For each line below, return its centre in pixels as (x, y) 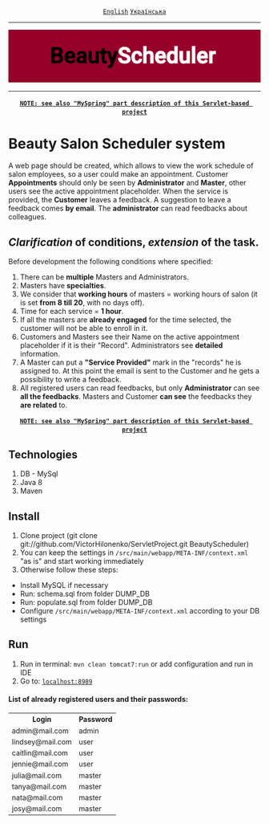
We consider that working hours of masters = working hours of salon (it (139, 294)
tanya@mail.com (39, 786)
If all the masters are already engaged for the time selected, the (126, 320)
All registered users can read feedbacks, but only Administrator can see (140, 388)
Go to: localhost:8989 (56, 681)
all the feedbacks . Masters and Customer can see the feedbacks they (136, 397)
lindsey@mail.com (42, 741)
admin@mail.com (40, 730)
